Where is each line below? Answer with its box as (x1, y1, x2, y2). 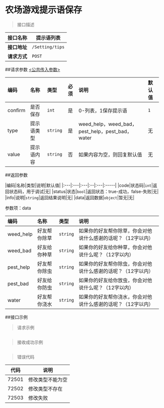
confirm (7, 107, 26, 113)
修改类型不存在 (28, 385, 62, 392)
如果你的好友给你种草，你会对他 (79, 244, 152, 250)
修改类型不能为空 (28, 376, 67, 383)
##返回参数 (5, 172, 28, 178)
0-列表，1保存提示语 (78, 107, 127, 114)
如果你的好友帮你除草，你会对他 (79, 227, 152, 234)
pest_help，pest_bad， (78, 128, 132, 135)
